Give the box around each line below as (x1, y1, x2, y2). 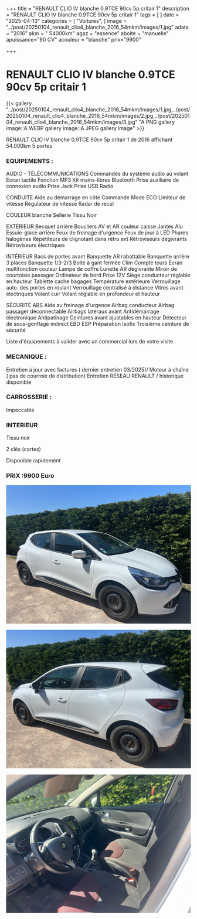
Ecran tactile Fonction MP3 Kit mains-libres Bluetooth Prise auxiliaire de (6, 176, 179, 183)
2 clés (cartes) (6, 445, 41, 453)
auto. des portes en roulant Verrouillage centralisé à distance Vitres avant (6, 284, 184, 291)
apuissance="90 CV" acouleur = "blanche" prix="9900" (6, 36, 142, 43)
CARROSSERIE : (6, 393, 52, 401)
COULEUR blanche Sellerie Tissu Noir (6, 212, 97, 219)
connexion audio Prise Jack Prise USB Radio (6, 183, 114, 190)
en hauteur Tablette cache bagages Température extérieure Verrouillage (6, 278, 181, 285)
